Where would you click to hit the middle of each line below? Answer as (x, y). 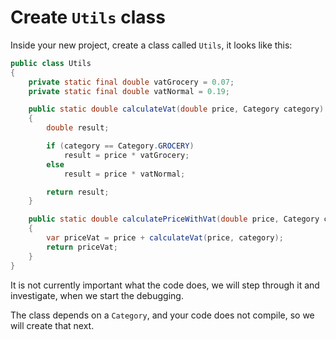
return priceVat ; (82, 247)
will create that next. (52, 325)
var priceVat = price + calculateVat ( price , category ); (165, 238)
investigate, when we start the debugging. (97, 295)
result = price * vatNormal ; (124, 174)
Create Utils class (88, 17)
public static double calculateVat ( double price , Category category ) (176, 109)
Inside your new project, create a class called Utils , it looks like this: (151, 45)
